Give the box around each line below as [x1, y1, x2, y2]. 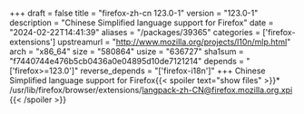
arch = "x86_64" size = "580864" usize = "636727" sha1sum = [9, 46, 244, 57]
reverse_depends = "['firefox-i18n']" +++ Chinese [80, 65, 266, 76]
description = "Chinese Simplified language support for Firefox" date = [9, 17, 274, 28]
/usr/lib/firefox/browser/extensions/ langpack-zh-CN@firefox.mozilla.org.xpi [9, 85, 293, 95]
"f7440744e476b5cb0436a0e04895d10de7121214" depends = [9, 56, 245, 66]
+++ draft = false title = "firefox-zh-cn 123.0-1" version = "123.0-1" [9, 8, 259, 18]
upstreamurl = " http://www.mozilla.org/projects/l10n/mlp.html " [57, 36, 291, 47]
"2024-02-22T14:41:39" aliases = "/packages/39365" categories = [9, 27, 261, 37]
